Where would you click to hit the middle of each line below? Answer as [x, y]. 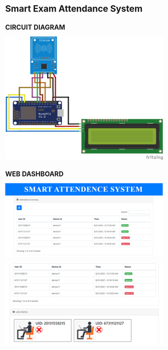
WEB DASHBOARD [34, 174]
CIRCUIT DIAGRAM [35, 27]
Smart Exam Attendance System [74, 9]
